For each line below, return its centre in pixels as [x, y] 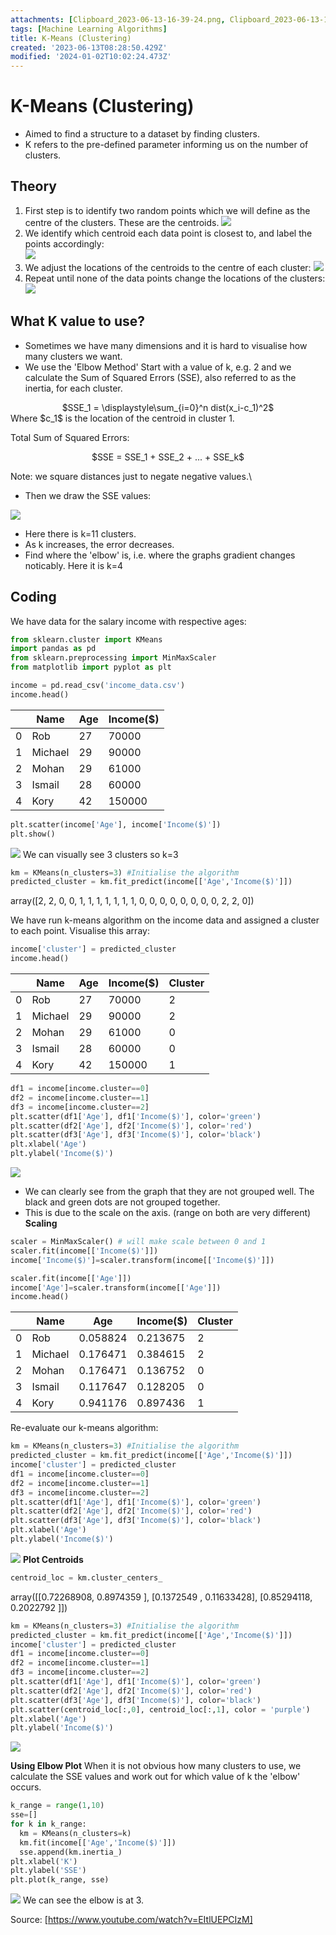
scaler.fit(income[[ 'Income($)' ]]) [84, 1251]
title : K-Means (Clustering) [71, 38]
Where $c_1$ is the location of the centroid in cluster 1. [122, 418]
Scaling [41, 1223]
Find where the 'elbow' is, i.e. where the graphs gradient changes [160, 555]
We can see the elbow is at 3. [83, 1900]
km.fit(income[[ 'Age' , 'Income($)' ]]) [98, 1842]
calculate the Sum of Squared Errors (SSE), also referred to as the [160, 377]
